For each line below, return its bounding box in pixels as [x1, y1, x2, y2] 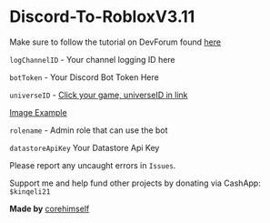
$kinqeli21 [9, 187, 51, 197]
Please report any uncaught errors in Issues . [9, 159, 176, 170]
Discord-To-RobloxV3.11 [9, 6, 195, 27]
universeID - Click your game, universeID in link [9, 89, 188, 100]
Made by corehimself [9, 203, 90, 214]
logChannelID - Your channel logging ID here [9, 54, 175, 65]
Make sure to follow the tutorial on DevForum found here [9, 36, 221, 47]
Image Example [9, 106, 67, 117]
